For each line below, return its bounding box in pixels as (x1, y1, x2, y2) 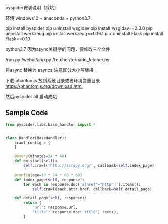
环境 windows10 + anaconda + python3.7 (5, 15, 91, 21)
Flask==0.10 (5, 36, 30, 42)
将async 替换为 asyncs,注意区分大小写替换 (5, 67, 94, 73)
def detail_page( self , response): (14, 196, 87, 201)
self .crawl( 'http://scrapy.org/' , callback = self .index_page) (23, 163, 155, 169)
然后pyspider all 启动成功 (5, 94, 58, 99)
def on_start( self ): (14, 158, 58, 164)
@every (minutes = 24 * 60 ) (14, 154, 67, 159)
